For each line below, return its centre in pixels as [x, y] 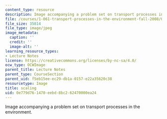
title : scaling [21, 88]
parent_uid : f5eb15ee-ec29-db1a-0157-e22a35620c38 [59, 79]
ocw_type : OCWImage [25, 65]
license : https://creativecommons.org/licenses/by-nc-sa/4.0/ [71, 60]
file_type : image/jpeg [29, 28]
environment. [19, 112]
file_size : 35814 [23, 24]
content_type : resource [30, 10]
